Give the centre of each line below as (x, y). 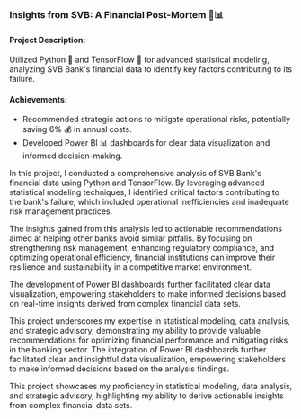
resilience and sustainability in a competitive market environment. (131, 267)
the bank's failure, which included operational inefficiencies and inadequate (150, 202)
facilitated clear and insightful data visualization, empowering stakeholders (147, 360)
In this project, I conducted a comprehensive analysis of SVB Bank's (136, 174)
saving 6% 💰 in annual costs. (77, 129)
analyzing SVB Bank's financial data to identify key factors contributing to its (151, 69)
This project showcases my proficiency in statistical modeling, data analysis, (151, 387)
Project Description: (48, 40)
